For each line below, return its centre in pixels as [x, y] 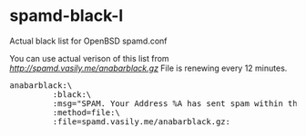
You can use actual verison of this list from [90, 58]
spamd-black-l [66, 16]
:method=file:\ [86, 112]
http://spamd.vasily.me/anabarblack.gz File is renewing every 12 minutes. [148, 68]
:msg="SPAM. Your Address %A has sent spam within [168, 103]
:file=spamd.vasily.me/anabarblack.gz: [141, 121]
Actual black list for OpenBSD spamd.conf [88, 41]
